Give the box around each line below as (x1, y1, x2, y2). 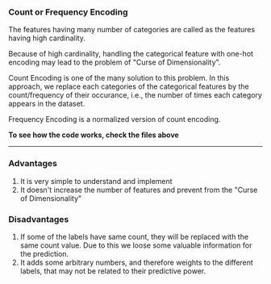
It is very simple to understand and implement (19, 176, 173, 186)
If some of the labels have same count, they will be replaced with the (19, 232, 248, 241)
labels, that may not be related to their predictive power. (19, 265, 206, 276)
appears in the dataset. (8, 99, 85, 109)
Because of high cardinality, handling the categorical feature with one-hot (8, 49, 254, 59)
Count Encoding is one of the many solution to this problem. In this (8, 73, 230, 83)
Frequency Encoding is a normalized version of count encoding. (8, 115, 221, 124)
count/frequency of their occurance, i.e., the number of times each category (8, 90, 262, 100)
